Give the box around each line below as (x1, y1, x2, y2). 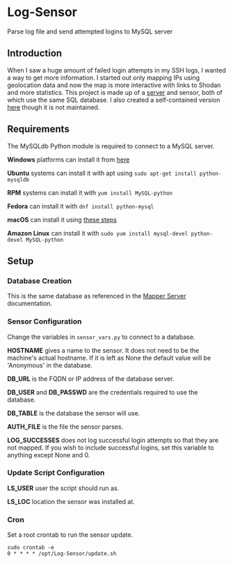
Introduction (7, 47, 63, 59)
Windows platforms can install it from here (7, 155, 130, 164)
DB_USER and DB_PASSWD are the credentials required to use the (7, 388, 198, 396)
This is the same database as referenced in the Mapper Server (7, 292, 186, 300)
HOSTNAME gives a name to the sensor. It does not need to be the (7, 346, 200, 354)
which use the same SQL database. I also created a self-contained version (7, 96, 220, 104)
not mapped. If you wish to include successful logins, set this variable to (7, 443, 214, 452)
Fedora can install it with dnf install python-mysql (7, 201, 154, 210)
